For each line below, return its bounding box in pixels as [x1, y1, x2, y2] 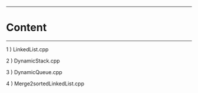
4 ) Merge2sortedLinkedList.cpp [6, 80, 84, 87]
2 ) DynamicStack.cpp [6, 57, 60, 64]
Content [6, 21, 47, 34]
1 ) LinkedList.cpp [6, 45, 49, 53]
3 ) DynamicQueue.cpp [6, 68, 63, 75]
